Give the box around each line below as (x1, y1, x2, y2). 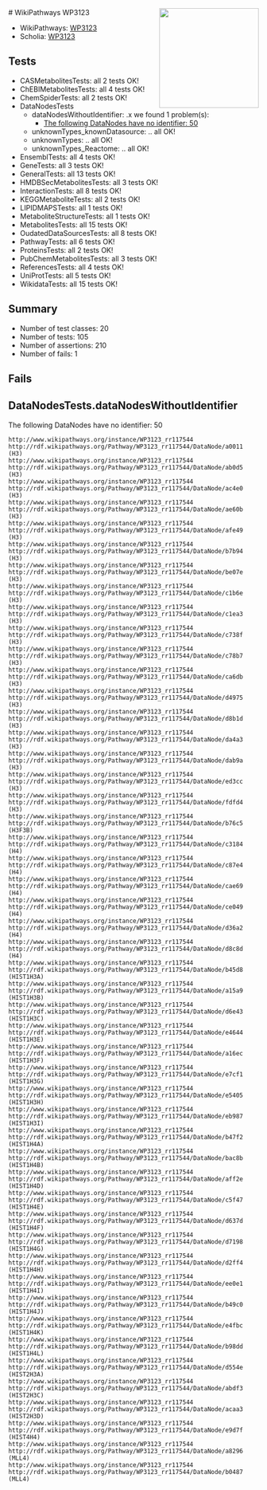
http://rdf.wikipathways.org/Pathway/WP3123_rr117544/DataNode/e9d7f (8, 1426, 244, 1434)
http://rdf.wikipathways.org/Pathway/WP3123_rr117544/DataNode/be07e (8, 568, 244, 576)
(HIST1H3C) (8, 1014, 44, 1023)
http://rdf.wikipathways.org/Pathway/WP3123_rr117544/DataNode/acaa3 (8, 1405, 244, 1413)
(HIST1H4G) (8, 1244, 44, 1252)
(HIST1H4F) (8, 1224, 44, 1232)
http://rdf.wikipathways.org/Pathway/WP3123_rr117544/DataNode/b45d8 (8, 965, 244, 973)
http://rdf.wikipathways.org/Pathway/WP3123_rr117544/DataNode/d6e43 (8, 1008, 244, 1016)
